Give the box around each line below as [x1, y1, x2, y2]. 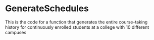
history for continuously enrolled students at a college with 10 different [5, 24, 150, 30]
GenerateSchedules [5, 3, 89, 14]
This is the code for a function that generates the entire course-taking [5, 19, 148, 25]
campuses [5, 29, 27, 35]
